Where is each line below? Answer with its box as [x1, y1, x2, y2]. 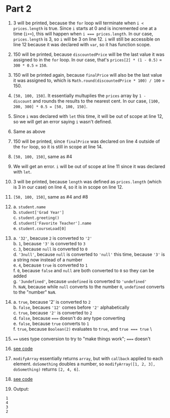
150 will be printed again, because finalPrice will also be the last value [13, 72, 162, 78]
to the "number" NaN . [13, 289, 56, 295]
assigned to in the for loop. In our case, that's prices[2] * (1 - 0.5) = [13, 56, 162, 62]
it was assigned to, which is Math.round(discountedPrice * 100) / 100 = [13, 77, 165, 83]
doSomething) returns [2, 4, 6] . [13, 366, 80, 372]
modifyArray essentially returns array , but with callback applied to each [13, 355, 163, 361]
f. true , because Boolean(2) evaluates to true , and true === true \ [13, 326, 152, 332]
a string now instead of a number [13, 256, 83, 263]
